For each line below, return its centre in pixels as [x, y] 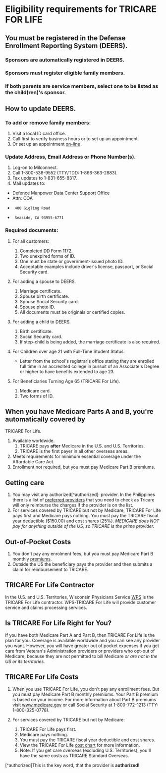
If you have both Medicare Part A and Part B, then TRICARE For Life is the [80, 635]
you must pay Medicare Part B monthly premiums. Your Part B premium [85, 694]
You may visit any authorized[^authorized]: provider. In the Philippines [83, 495]
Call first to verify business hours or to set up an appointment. [76, 139]
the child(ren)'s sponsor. [36, 93]
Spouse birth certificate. [44, 296]
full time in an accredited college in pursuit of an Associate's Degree [89, 366]
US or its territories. [25, 661]
